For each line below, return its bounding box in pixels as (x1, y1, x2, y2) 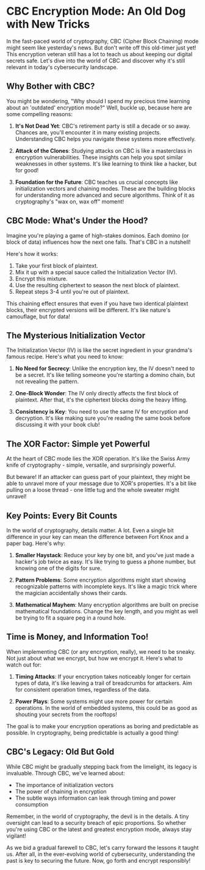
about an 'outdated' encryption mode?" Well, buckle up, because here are (6, 104, 192, 111)
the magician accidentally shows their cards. (15, 590, 128, 596)
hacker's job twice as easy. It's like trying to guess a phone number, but (15, 558, 196, 565)
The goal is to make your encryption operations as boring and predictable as (6, 722, 199, 729)
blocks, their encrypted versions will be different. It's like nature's (6, 306, 171, 313)
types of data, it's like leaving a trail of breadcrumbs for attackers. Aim (15, 679, 192, 687)
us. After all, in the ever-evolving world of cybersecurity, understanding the (6, 850, 195, 858)
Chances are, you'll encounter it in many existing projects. (15, 128, 162, 136)
